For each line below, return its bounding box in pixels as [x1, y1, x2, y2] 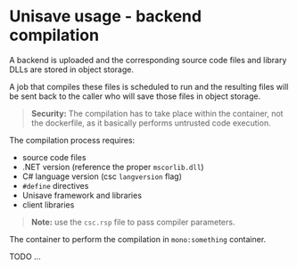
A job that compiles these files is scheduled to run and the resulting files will [9, 81, 289, 92]
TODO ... [9, 251, 42, 262]
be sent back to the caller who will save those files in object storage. [9, 91, 261, 102]
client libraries [21, 199, 75, 210]
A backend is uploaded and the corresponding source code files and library [9, 54, 287, 65]
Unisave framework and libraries [21, 190, 143, 200]
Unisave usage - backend [9, 6, 202, 27]
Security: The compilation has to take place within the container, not [30, 108, 284, 118]
